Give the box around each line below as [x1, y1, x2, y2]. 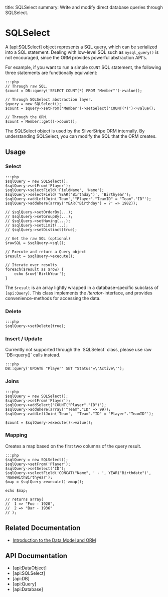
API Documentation [5, 552, 68, 560]
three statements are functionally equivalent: [5, 69, 98, 76]
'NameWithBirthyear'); [5, 475, 53, 480]
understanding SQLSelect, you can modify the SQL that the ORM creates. [5, 133, 157, 139]
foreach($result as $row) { [5, 267, 64, 272]
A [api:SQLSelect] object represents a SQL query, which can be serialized [5, 44, 157, 50]
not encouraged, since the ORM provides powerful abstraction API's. [5, 54, 147, 60]
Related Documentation [5, 524, 81, 533]
